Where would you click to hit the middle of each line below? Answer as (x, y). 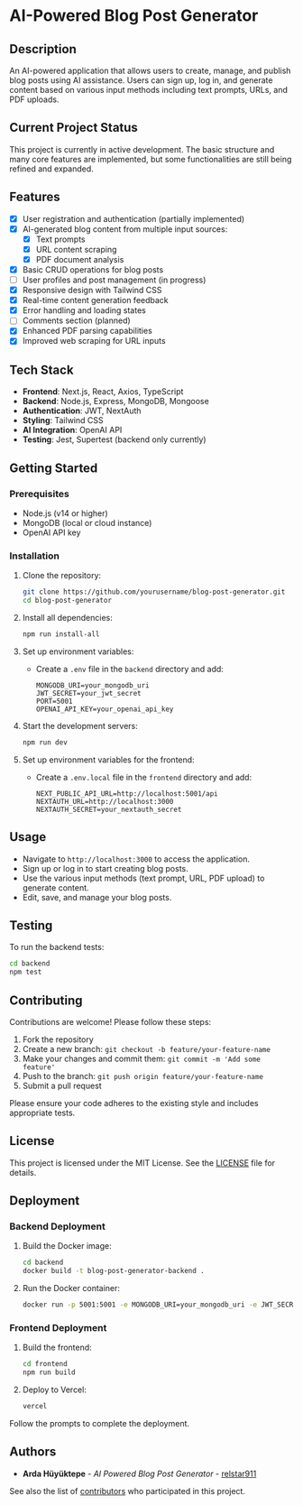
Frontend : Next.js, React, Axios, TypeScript (103, 392)
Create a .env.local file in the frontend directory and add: (144, 777)
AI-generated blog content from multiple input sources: (125, 229)
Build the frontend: (57, 1348)
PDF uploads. (34, 99)
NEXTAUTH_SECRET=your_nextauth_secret (109, 809)
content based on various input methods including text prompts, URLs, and (149, 90)
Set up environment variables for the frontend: (109, 760)
